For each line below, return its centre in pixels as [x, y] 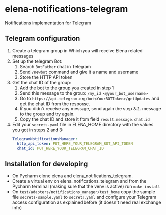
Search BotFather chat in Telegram [55, 66]
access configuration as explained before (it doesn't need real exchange [86, 202]
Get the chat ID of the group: [41, 82]
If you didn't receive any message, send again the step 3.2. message [90, 108]
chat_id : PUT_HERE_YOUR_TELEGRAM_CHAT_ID [61, 148]
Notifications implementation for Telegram [48, 23]
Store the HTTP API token [46, 77]
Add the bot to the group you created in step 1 [67, 88]
